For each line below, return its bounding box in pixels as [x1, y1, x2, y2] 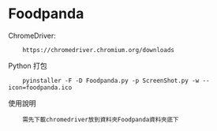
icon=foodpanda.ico [8, 84, 73, 92]
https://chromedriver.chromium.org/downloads [22, 46, 175, 54]
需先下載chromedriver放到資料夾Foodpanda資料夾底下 [22, 115, 179, 123]
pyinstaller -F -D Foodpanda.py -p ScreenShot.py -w [22, 77, 200, 84]
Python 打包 [8, 61, 47, 70]
